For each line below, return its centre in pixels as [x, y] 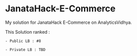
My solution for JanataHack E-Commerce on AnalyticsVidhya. [68, 22]
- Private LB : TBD [25, 50]
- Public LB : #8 [23, 41]
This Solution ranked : [28, 32]
